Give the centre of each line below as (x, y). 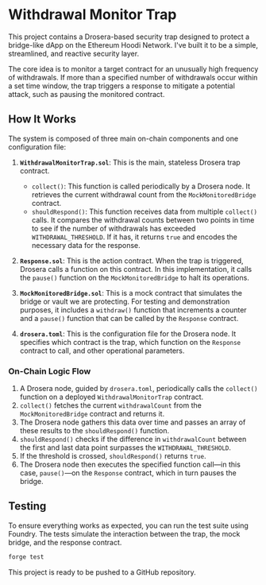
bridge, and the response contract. (65, 542)
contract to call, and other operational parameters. (102, 351)
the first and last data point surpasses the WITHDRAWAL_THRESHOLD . (125, 447)
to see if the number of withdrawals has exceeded (114, 228)
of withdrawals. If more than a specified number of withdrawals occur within (133, 77)
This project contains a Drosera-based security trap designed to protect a (129, 37)
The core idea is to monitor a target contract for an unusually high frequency (133, 68)
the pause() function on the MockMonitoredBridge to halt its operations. (135, 277)
